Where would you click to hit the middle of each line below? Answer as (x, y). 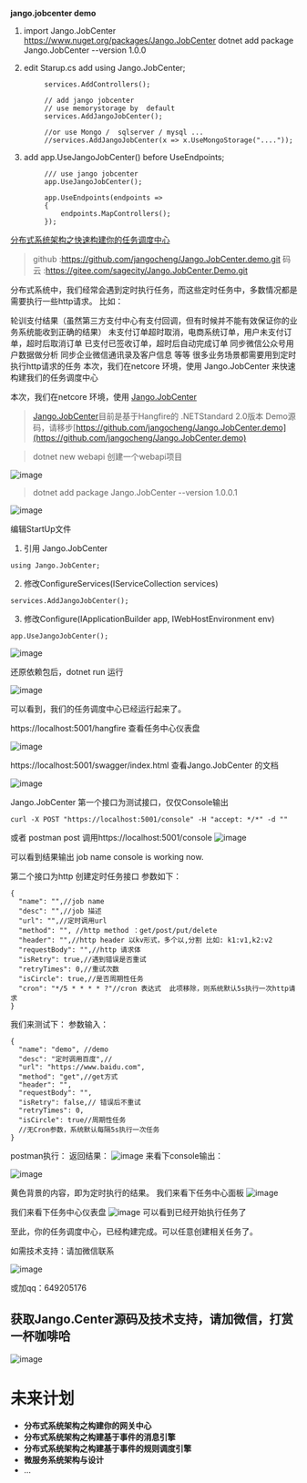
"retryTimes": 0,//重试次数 (69, 969)
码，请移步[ (54, 428)
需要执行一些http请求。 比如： (67, 301)
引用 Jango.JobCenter (66, 548)
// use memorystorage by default (110, 108)
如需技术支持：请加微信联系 (62, 1251)
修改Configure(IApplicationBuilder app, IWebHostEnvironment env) (149, 619)
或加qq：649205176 (49, 1288)
